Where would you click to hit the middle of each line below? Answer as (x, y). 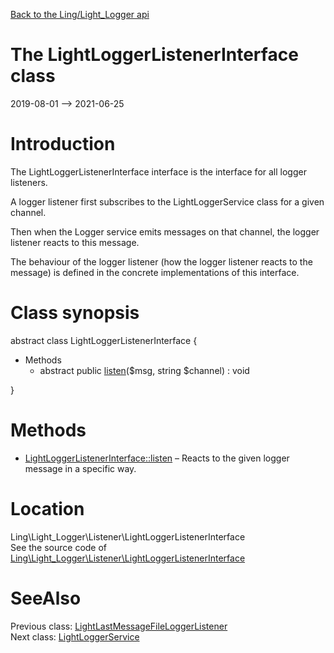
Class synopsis (75, 313)
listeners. (29, 182)
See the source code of (59, 547)
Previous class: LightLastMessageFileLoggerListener (119, 626)
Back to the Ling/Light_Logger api (80, 14)
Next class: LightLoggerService (75, 636)
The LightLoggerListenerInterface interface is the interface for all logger (158, 171)
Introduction (63, 144)
